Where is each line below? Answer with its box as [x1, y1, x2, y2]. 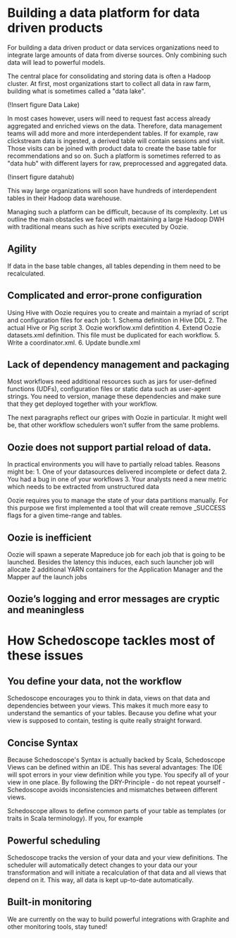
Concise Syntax [7, 736, 79, 748]
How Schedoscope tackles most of [7, 632, 216, 648]
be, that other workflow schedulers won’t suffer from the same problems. [7, 421, 220, 429]
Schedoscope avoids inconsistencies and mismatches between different [7, 786, 218, 794]
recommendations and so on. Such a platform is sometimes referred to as [7, 152, 221, 160]
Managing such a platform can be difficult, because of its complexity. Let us [7, 207, 228, 216]
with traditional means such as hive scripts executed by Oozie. [7, 222, 189, 230]
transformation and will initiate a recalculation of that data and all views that [7, 868, 227, 877]
